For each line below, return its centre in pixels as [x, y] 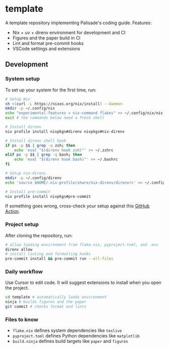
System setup [23, 79]
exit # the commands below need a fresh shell [55, 118]
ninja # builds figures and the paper [46, 302]
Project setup [22, 224]
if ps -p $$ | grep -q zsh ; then [40, 145]
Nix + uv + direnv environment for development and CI [69, 32]
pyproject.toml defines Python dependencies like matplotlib [76, 336]
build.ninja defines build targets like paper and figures [70, 341]
